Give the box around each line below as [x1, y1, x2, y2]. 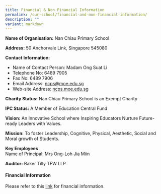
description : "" [5, 17, 39, 22]
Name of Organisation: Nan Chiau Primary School [5, 35, 110, 41]
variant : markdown [5, 21, 44, 27]
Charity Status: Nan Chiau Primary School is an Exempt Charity [5, 96, 137, 102]
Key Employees [5, 146, 39, 152]
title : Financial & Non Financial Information [5, 7, 105, 13]
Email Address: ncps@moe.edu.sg [12, 81, 84, 87]
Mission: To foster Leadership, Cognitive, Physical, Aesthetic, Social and [5, 131, 156, 137]
